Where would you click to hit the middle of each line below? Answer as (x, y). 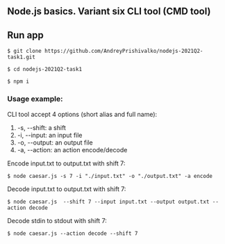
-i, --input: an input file (50, 135)
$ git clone (24, 51)
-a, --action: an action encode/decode (72, 149)
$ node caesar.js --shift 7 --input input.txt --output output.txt (108, 202)
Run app (25, 35)
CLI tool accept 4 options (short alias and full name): (82, 114)
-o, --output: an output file (55, 143)
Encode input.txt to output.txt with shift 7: (66, 163)
